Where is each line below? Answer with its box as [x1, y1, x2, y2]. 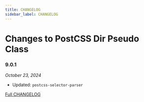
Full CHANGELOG [5, 91, 41, 97]
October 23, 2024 [5, 72, 41, 78]
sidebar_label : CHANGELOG [5, 12, 58, 17]
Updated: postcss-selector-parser [12, 82, 84, 88]
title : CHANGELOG [5, 7, 41, 12]
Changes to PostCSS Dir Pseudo [5, 33, 139, 44]
